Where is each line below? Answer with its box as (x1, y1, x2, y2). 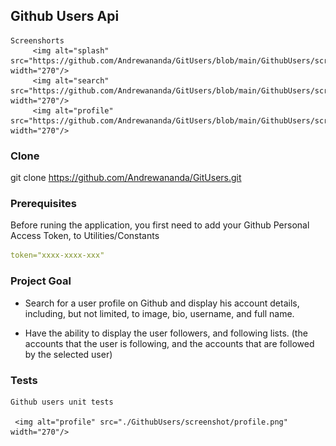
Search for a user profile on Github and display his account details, (24, 297, 300, 309)
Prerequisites (10, 197, 77, 211)
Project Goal (10, 274, 72, 288)
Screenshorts (10, 35, 65, 46)
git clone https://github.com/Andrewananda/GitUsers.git (10, 172, 242, 184)
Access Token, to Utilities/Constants (10, 230, 160, 242)
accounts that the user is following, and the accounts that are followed (24, 337, 315, 349)
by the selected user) (24, 348, 113, 360)
